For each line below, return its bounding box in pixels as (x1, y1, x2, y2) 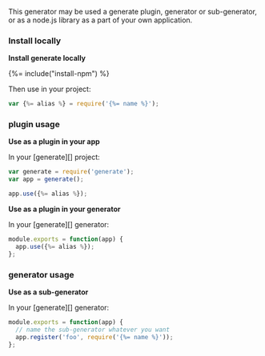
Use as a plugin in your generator (8, 204, 121, 214)
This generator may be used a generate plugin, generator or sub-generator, (8, 7, 258, 16)
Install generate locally (8, 54, 86, 63)
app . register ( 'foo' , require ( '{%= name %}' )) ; (15, 333, 174, 341)
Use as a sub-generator (8, 287, 89, 297)
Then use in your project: (8, 84, 91, 94)
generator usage (8, 269, 74, 280)
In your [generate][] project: (8, 152, 100, 162)
